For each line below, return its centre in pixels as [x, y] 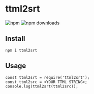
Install [15, 39]
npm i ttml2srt [21, 50]
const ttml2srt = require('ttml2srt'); [48, 77]
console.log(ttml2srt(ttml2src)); [42, 86]
